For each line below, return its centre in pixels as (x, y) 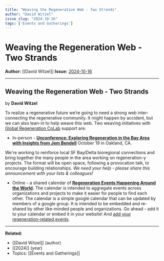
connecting (16, 118)
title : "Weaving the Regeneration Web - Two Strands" (61, 10)
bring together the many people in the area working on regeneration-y (76, 158)
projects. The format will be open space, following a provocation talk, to (77, 163)
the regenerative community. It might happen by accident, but (91, 118)
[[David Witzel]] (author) (37, 243)
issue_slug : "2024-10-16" (31, 19)
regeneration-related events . (41, 219)
